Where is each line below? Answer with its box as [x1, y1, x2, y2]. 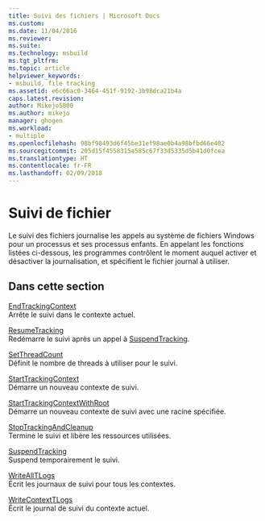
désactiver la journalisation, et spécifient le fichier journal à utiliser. [8, 256, 230, 266]
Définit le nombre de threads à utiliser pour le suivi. [8, 358, 178, 368]
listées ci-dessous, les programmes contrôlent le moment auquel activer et [8, 248, 257, 257]
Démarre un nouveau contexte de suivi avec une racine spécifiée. [8, 406, 227, 416]
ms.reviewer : [8, 34, 52, 43]
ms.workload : [8, 124, 52, 132]
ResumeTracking [8, 325, 64, 335]
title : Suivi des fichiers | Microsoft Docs [8, 11, 160, 20]
